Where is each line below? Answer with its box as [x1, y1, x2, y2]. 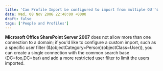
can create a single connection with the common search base [5, 50, 130, 56]
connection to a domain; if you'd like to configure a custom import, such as [5, 40, 157, 46]
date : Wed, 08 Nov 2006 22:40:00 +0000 [5, 12, 87, 17]
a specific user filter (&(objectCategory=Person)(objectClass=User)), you [5, 45, 153, 50]
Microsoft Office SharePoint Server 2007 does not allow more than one [5, 34, 151, 40]
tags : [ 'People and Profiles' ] [5, 21, 69, 26]
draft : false [5, 16, 32, 21]
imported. [5, 60, 25, 66]
